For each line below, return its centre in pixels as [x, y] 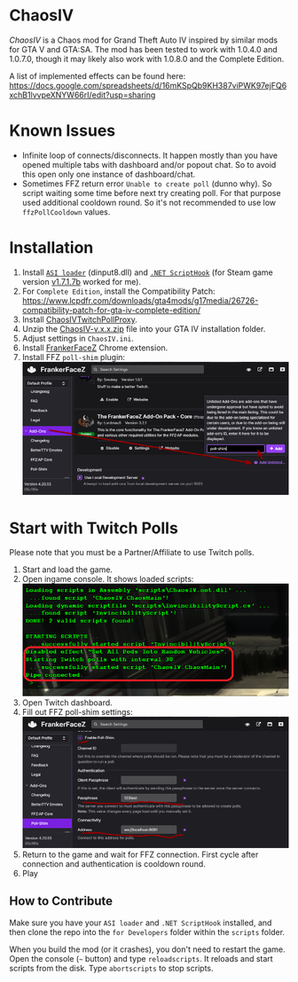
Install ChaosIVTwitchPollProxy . [79, 319]
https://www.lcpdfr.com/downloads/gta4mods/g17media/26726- [140, 300]
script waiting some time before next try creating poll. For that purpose [151, 192]
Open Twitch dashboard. [67, 703]
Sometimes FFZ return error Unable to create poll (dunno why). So [147, 184]
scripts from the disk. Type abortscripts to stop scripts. [111, 968]
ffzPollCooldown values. [66, 212]
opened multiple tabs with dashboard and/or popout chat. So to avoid [149, 164]
